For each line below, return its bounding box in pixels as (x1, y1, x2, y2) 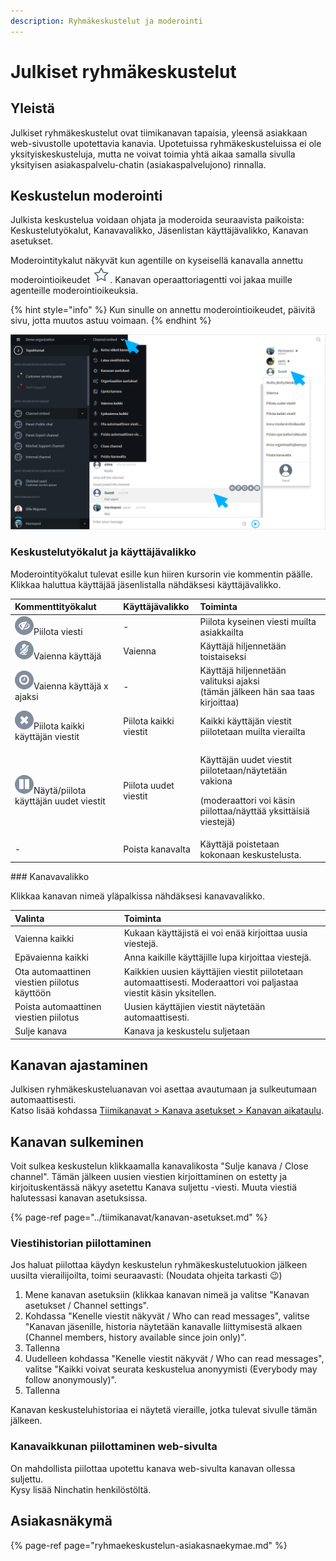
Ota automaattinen (14, 965, 92, 977)
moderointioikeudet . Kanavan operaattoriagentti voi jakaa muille (10, 274, 293, 286)
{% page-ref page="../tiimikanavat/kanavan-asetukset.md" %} (10, 1211, 268, 1224)
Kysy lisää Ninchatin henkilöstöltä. (10, 1483, 152, 1495)
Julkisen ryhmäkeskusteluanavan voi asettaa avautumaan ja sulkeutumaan (10, 1083, 317, 1095)
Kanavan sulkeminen (10, 1133, 145, 1150)
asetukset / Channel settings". (24, 1300, 149, 1312)
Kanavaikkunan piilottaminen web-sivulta (10, 1440, 218, 1454)
